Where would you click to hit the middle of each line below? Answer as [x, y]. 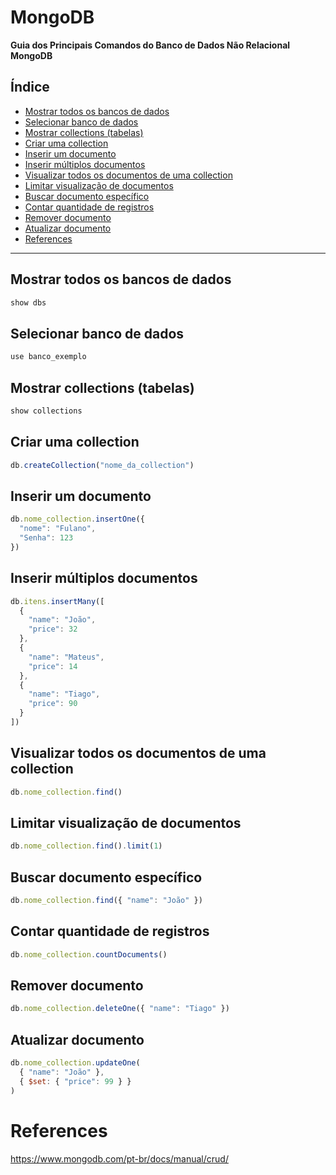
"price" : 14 [53, 666]
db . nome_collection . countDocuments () [89, 954]
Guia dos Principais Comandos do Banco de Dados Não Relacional [150, 45]
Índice [30, 87]
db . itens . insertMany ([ [57, 601]
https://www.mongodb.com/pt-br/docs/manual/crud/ [119, 1158]
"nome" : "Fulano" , [58, 529]
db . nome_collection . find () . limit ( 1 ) [86, 846]
